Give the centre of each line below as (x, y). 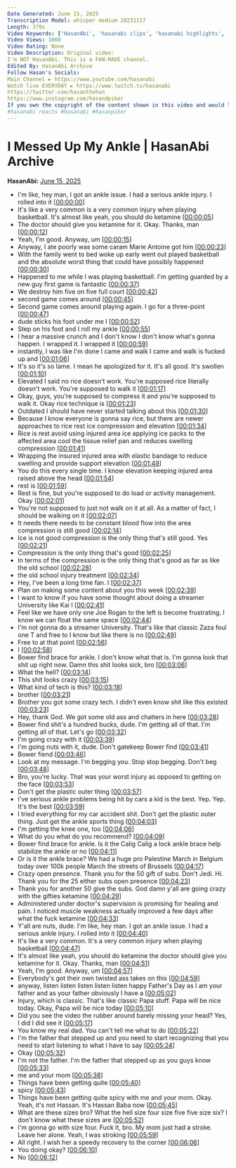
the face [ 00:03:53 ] (46, 784)
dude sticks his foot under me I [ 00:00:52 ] (79, 321)
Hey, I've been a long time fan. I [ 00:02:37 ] (79, 582)
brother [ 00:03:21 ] (44, 694)
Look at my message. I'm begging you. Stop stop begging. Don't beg (117, 761)
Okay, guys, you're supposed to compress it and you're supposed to (117, 396)
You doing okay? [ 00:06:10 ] (57, 1150)
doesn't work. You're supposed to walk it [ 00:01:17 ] (92, 388)
